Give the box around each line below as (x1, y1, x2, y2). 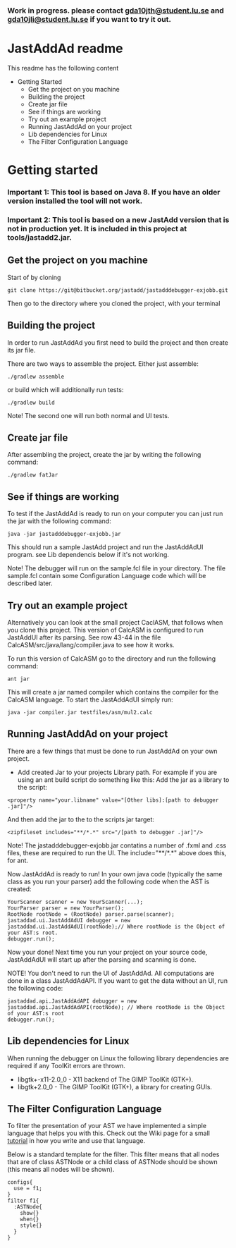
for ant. (7, 856, 29, 864)
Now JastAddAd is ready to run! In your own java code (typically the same (7, 869, 223, 878)
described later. (7, 579, 53, 587)
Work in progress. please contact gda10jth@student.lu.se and (7, 6, 224, 16)
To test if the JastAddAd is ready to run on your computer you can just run (7, 510, 223, 518)
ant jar (7, 675, 30, 683)
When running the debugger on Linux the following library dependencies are (7, 1053, 230, 1063)
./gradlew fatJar (7, 472, 58, 479)
